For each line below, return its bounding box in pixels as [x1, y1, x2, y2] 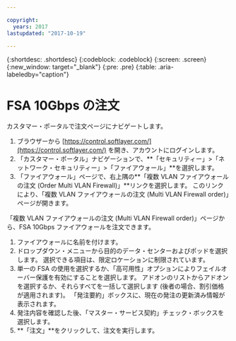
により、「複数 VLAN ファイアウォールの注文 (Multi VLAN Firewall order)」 [16, 190, 229, 199]
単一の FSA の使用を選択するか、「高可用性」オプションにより [16, 265, 197, 273]
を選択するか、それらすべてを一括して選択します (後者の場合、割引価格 [16, 282, 225, 291]
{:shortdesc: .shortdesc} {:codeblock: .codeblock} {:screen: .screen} [6, 55, 207, 64]
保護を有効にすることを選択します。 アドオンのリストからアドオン [35, 273, 229, 282]
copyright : [6, 16, 39, 23]
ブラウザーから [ [16, 137, 65, 146]
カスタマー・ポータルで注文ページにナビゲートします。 [6, 122, 167, 131]
